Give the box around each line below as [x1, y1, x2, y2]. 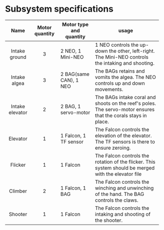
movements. [95, 86, 123, 93]
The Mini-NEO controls [95, 54, 149, 60]
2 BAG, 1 [60, 103, 81, 110]
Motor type [61, 21, 89, 28]
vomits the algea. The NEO [95, 74, 156, 80]
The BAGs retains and [95, 67, 145, 74]
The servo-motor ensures [95, 106, 155, 113]
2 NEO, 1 [60, 47, 82, 54]
